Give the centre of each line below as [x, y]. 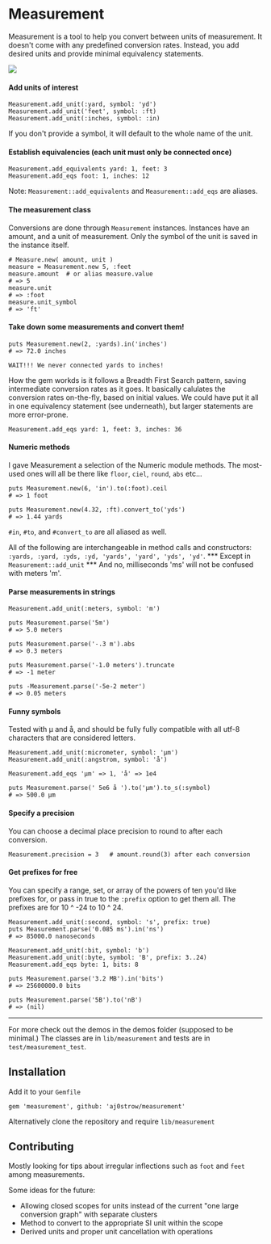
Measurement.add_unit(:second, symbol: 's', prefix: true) [110, 922]
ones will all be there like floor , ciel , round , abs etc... [115, 473]
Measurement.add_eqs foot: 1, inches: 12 [79, 176]
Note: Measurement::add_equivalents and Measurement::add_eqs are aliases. [133, 191]
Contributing [41, 1147]
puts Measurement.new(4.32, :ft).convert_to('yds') [97, 510]
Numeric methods [39, 447]
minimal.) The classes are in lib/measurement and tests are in [109, 1038]
